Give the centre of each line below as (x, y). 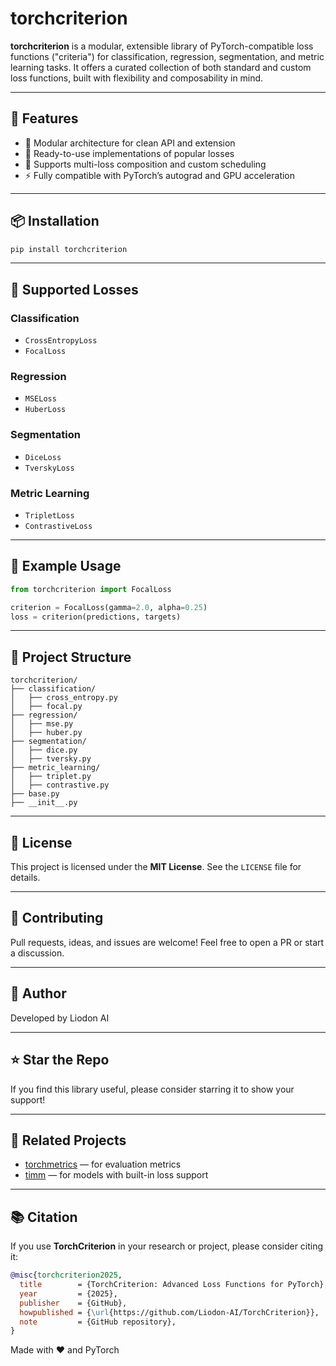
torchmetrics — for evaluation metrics (103, 1164)
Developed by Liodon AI (60, 1018)
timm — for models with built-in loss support (116, 1175)
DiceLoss (43, 457)
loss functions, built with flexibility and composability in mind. (137, 78)
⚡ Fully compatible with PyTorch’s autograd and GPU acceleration (160, 175)
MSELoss (40, 399)
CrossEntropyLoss (61, 341)
